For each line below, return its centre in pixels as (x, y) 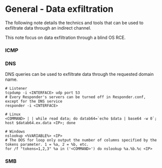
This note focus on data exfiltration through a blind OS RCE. (66, 37)
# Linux (13, 114)
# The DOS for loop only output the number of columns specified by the (81, 140)
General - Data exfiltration (59, 9)
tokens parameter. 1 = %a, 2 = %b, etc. (47, 145)
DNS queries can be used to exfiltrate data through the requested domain (79, 74)
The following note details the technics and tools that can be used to (74, 23)
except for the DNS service (34, 101)
